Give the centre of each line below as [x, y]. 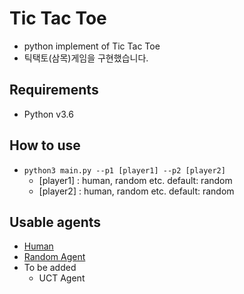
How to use [45, 145]
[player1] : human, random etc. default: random [135, 180]
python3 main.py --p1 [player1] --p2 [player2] [124, 170]
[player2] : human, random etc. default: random [136, 191]
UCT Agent [62, 278]
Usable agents [55, 222]
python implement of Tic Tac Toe [92, 46]
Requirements [54, 90]
